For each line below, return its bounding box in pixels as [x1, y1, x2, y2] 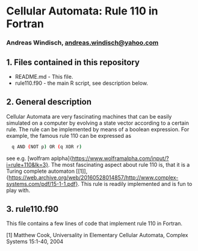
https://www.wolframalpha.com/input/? [72, 155, 170, 162]
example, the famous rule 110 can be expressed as [6, 132, 131, 139]
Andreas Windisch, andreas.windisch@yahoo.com [6, 39, 159, 47]
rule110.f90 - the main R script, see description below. [14, 79, 149, 87]
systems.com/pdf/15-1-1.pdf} [6, 180, 78, 187]
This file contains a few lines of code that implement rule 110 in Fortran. [6, 220, 182, 227]
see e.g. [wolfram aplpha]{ [6, 155, 72, 162]
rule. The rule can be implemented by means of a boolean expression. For [6, 125, 190, 133]
